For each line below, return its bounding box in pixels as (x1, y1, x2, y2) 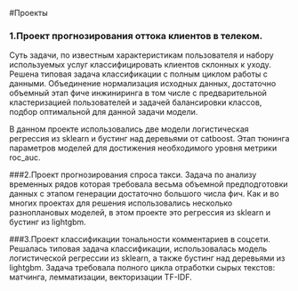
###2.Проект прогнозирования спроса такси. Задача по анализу (9, 169, 257, 181)
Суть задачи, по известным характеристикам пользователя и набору (9, 50, 274, 61)
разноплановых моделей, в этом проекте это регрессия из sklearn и (9, 207, 271, 218)
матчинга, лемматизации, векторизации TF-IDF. (9, 271, 193, 283)
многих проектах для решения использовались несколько (9, 198, 233, 208)
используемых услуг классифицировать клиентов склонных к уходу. (9, 60, 271, 70)
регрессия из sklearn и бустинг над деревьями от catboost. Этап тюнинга (9, 133, 290, 144)
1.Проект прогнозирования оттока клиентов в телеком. (9, 29, 263, 42)
